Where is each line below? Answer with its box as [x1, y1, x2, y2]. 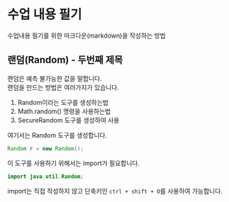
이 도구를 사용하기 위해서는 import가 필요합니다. [7, 159, 140, 167]
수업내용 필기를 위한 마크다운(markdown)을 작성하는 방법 [7, 31, 166, 40]
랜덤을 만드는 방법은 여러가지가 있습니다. [7, 83, 119, 91]
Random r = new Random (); [7, 145, 84, 152]
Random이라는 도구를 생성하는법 [17, 98, 108, 106]
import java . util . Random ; [7, 173, 84, 180]
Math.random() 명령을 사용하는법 [17, 107, 111, 116]
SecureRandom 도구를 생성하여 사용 [17, 116, 120, 124]
